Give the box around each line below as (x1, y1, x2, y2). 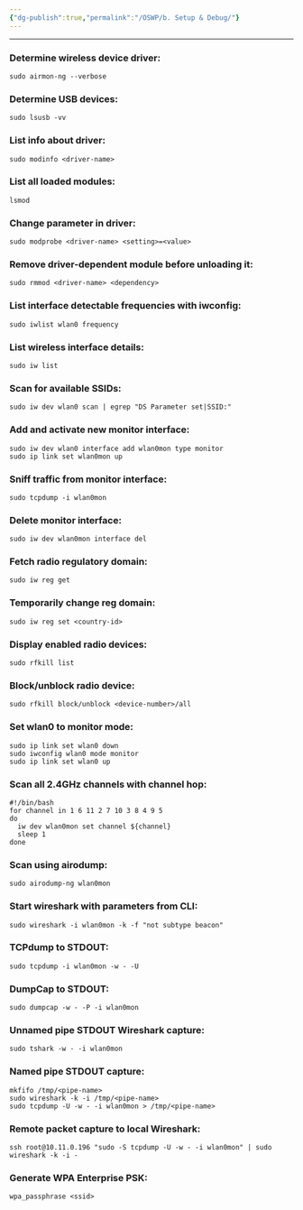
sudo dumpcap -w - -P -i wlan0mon (9, 1003, 140, 1012)
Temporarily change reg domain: (9, 596, 156, 609)
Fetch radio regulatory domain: (9, 556, 148, 568)
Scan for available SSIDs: (9, 382, 122, 394)
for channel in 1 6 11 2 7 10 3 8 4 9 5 (9, 806, 164, 815)
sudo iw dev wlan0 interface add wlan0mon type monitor (9, 444, 224, 453)
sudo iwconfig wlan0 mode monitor (9, 749, 140, 758)
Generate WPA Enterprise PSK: (9, 1171, 148, 1184)
